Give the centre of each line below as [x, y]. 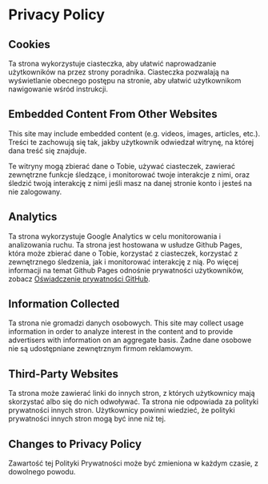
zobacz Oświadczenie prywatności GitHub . [79, 279]
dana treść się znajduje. [48, 151]
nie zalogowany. [35, 192]
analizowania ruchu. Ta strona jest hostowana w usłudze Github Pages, [125, 244]
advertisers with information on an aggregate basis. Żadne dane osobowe [130, 340]
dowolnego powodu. [42, 472]
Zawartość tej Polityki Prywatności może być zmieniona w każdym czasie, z [133, 463]
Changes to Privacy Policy [75, 444]
